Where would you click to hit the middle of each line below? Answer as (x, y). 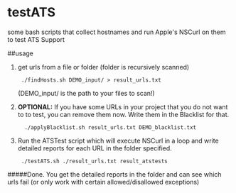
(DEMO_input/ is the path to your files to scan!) (86, 93)
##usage (21, 53)
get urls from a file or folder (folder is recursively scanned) (103, 67)
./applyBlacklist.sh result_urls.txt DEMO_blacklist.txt (111, 127)
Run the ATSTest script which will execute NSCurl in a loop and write (118, 140)
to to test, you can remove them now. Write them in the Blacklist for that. (123, 114)
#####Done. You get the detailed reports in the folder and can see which (114, 174)
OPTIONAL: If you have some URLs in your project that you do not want (123, 106)
